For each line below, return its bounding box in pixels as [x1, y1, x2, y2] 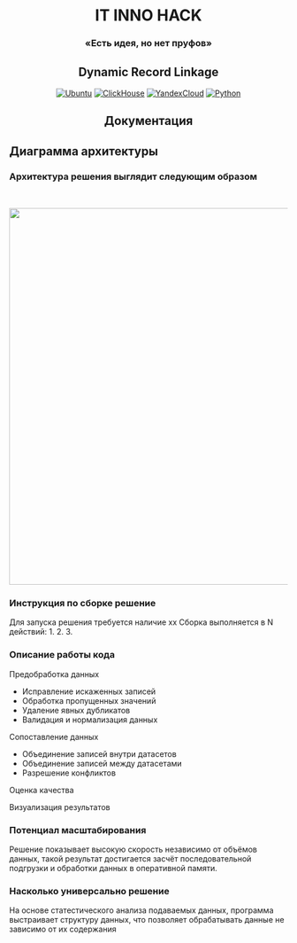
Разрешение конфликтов [21, 768, 117, 778]
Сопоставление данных [9, 731, 99, 742]
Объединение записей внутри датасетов [21, 748, 177, 759]
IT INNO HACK [95, 5, 202, 26]
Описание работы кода [9, 649, 116, 661]
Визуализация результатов [9, 801, 110, 812]
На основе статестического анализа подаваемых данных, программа [9, 905, 274, 916]
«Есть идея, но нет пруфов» [85, 37, 212, 50]
